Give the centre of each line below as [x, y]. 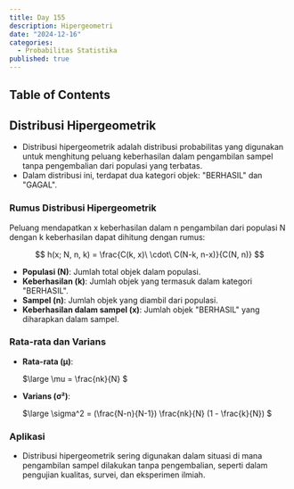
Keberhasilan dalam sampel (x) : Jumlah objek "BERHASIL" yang [141, 310]
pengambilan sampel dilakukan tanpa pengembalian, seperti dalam [145, 466]
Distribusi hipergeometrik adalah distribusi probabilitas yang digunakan [153, 147]
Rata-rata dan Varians [58, 342]
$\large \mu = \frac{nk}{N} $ [75, 378]
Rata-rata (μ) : [48, 361]
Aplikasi [27, 436]
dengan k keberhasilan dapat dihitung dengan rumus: [107, 236]
